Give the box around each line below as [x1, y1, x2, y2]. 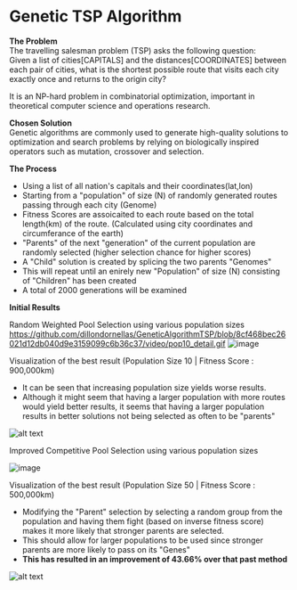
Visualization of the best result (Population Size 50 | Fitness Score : [9, 479, 256, 490]
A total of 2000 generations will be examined [21, 284, 188, 295]
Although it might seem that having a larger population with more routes [21, 391, 286, 402]
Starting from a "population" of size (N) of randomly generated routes [21, 190, 278, 201]
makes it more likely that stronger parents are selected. [21, 525, 225, 536]
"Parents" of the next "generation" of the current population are [21, 237, 256, 248]
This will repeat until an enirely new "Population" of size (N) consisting [21, 266, 280, 276]
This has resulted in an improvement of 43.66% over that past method [21, 553, 288, 564]
